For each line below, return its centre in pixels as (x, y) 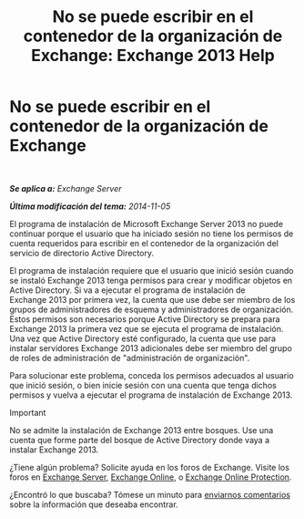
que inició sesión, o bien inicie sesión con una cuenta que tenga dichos (143, 385)
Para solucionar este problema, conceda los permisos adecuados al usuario (152, 375)
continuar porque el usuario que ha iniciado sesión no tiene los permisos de (152, 234)
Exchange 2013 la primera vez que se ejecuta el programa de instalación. (147, 328)
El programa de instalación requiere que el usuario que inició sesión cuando (152, 270)
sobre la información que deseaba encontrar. (94, 504)
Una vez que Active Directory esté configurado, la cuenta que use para (142, 338)
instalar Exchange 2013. (54, 450)
